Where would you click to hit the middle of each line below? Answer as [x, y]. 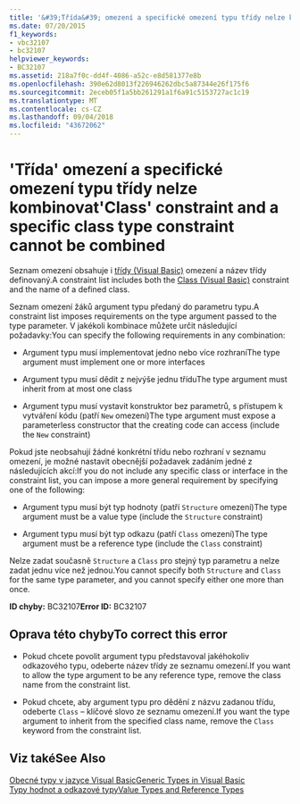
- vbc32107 [29, 42]
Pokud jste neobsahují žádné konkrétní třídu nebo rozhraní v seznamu [137, 451]
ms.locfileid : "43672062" [57, 126]
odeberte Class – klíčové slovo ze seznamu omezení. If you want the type [156, 711]
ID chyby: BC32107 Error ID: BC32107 [78, 606]
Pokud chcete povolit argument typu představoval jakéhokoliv [136, 656]
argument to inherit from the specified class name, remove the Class [148, 721]
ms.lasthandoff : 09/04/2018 [62, 117]
